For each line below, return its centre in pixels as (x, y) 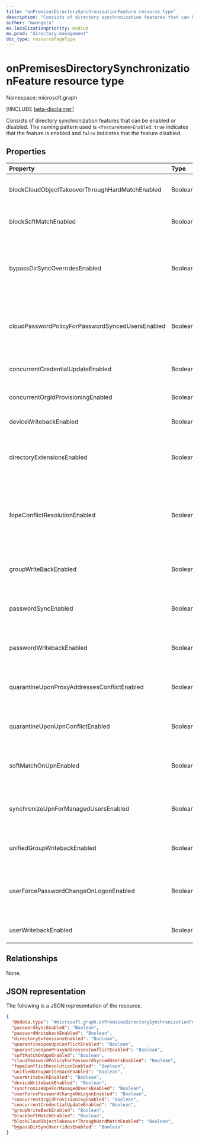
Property (22, 168)
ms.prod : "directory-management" (47, 34)
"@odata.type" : (30, 1022)
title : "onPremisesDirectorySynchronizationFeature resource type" (91, 12)
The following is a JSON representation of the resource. (74, 1006)
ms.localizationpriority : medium (47, 28)
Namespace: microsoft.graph (42, 97)
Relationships (32, 959)
